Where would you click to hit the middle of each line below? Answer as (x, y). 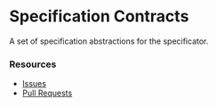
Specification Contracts (99, 16)
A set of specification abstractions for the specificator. (109, 41)
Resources (33, 64)
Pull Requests (47, 93)
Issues (34, 84)
